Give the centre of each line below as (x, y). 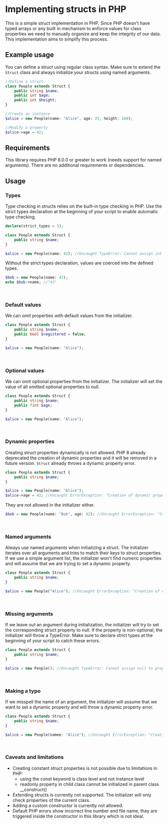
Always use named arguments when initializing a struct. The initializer (77, 548)
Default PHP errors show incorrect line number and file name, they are (85, 810)
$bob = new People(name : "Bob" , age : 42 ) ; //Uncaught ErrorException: (80, 514)
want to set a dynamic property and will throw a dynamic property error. (79, 707)
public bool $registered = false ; (50, 335)
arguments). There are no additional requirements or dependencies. (75, 165)
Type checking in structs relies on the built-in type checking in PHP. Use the (84, 206)
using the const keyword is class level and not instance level (82, 779)
